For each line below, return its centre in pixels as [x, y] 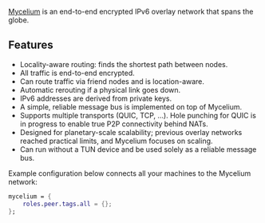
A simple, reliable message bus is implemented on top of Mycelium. [131, 106]
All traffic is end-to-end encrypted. [77, 73]
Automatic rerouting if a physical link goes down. [100, 90]
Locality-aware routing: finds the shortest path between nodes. [124, 64]
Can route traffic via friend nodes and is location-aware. [112, 81]
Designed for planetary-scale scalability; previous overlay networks [131, 132]
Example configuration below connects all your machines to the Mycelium [130, 173]
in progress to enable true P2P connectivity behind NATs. [114, 124]
